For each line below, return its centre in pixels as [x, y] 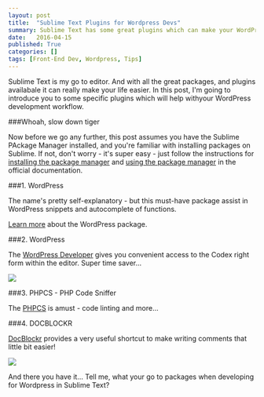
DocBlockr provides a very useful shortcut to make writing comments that [128, 338]
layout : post [29, 15]
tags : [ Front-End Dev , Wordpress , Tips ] [75, 60]
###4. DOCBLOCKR [40, 323]
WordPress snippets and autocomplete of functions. [92, 209]
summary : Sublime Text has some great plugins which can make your [121, 30]
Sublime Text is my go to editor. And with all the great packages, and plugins [132, 81]
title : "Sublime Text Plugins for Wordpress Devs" [94, 23]
